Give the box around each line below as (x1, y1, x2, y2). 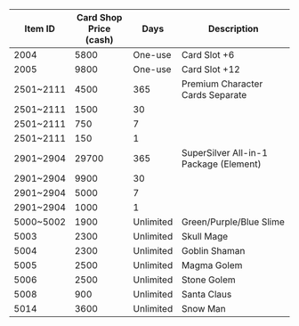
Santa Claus (181, 289, 232, 300)
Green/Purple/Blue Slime (181, 216, 285, 228)
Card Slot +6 (181, 49, 235, 61)
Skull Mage (181, 231, 229, 242)
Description (207, 22, 260, 35)
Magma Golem (181, 259, 243, 271)
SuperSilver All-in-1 (181, 147, 269, 159)
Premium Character (181, 77, 263, 90)
